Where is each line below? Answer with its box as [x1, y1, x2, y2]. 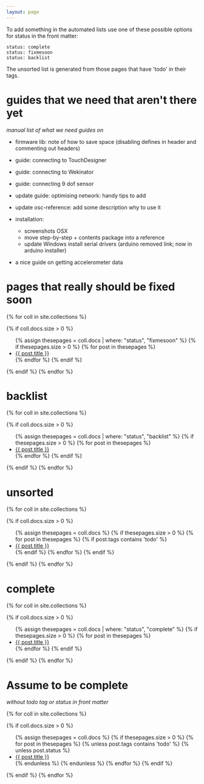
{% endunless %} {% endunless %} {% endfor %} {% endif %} [15, 760, 173, 767]
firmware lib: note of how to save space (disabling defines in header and [15, 138, 197, 145]
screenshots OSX [24, 227, 68, 235]
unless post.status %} [15, 747, 70, 754]
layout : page [6, 9, 39, 15]
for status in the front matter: [6, 32, 79, 40]
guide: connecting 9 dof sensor [15, 180, 94, 187]
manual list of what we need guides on [6, 126, 104, 134]
